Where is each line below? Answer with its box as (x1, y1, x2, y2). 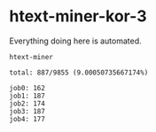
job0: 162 (9, 83, 46, 92)
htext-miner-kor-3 (9, 6, 147, 27)
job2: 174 (9, 99, 46, 108)
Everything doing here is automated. (9, 35, 142, 46)
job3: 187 (9, 106, 46, 116)
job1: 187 (9, 91, 46, 100)
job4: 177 (9, 114, 46, 123)
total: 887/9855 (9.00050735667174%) (9, 68, 149, 77)
